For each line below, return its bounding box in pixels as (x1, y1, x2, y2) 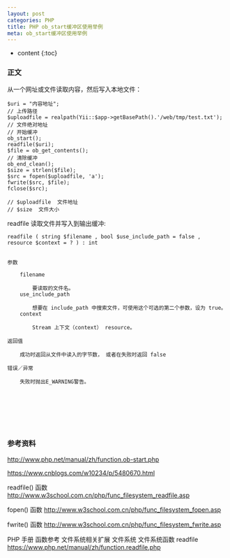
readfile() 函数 (7, 483, 48, 492)
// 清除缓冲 (7, 155, 38, 162)
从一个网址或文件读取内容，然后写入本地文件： (7, 85, 141, 93)
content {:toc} (17, 49, 58, 57)
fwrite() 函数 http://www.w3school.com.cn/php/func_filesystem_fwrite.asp (7, 520, 222, 529)
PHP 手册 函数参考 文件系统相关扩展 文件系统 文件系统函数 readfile (7, 535, 199, 543)
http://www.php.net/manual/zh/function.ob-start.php (7, 455, 160, 464)
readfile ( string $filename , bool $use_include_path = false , (7, 233, 201, 240)
